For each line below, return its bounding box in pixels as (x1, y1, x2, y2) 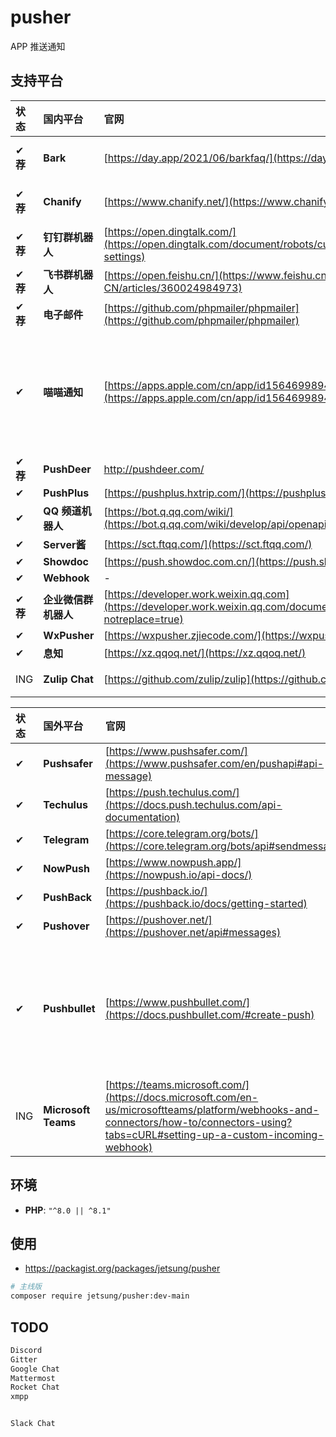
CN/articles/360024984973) (103, 281, 243, 295)
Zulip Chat (43, 672, 94, 686)
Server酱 (43, 537, 87, 551)
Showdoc (43, 554, 90, 568)
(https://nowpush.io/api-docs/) (104, 867, 253, 881)
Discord (10, 1345, 43, 1355)
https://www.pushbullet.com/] (108, 995, 251, 1009)
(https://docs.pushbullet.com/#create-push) (104, 1007, 315, 1021)
